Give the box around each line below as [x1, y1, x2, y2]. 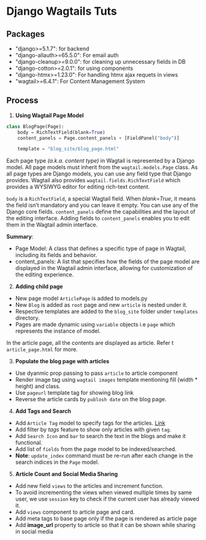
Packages [6, 29, 45, 39]
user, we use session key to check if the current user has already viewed [15, 495, 199, 503]
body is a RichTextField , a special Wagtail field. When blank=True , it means [6, 195, 196, 202]
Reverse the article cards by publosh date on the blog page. [15, 396, 167, 403]
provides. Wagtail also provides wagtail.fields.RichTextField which [6, 177, 181, 184]
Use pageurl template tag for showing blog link [15, 389, 134, 396]
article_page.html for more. [6, 345, 78, 353]
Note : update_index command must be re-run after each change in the [15, 452, 193, 460]
